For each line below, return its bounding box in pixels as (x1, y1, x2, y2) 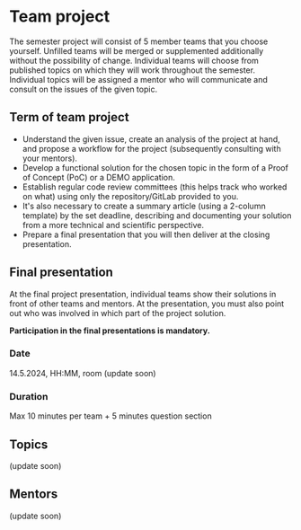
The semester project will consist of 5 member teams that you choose (9, 36, 269, 47)
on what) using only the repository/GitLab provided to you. (22, 190, 239, 201)
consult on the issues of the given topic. (9, 84, 158, 94)
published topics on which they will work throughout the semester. (9, 65, 256, 75)
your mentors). (22, 153, 78, 163)
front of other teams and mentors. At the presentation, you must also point (9, 298, 285, 309)
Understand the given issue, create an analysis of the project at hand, (22, 133, 280, 145)
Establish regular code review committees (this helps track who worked (22, 181, 288, 192)
